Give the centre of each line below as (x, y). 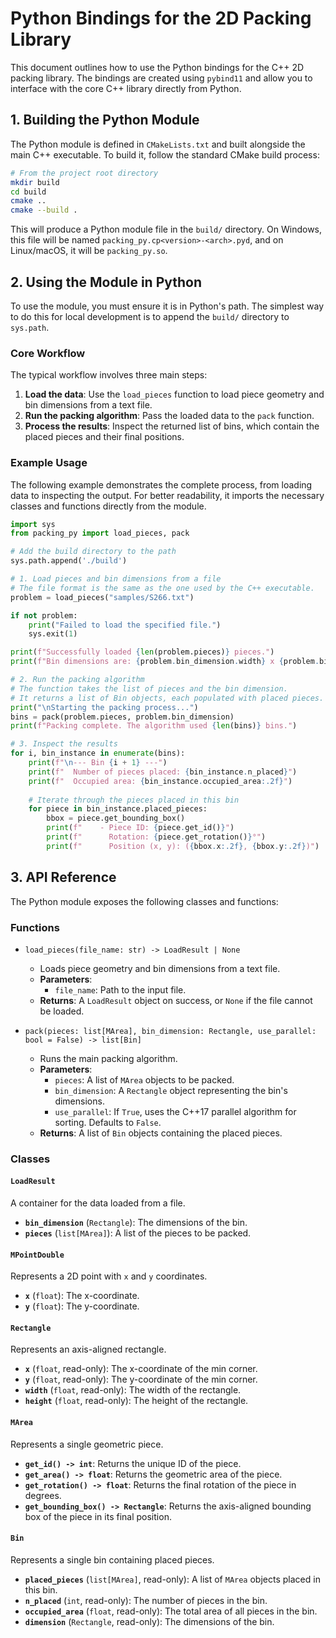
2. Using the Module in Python (106, 282)
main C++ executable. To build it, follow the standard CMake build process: (165, 154)
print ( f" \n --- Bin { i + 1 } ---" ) (98, 763)
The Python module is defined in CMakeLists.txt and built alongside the (158, 144)
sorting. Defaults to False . (108, 1122)
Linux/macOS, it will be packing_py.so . (89, 251)
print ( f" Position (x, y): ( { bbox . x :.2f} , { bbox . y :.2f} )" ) (183, 846)
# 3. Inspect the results (64, 744)
